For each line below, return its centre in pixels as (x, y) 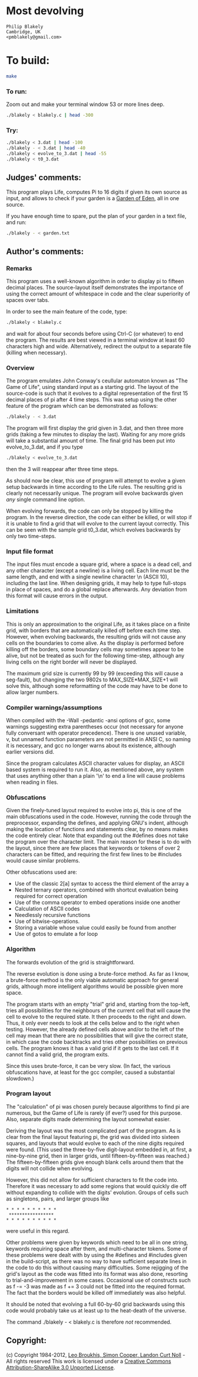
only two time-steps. (31, 536)
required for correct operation (51, 896)
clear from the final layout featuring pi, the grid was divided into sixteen (93, 1137)
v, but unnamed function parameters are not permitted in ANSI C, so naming (98, 739)
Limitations (23, 611)
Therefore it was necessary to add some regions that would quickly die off (96, 1186)
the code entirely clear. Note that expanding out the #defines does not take (97, 835)
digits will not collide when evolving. (50, 1168)
